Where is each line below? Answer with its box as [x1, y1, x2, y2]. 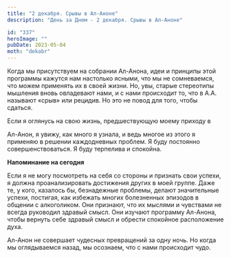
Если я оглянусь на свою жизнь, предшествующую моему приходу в [7, 117, 211, 125]
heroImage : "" [7, 35, 48, 42]
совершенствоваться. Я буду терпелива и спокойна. [7, 145, 162, 153]
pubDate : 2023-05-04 [7, 42, 67, 49]
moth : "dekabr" [7, 48, 51, 55]
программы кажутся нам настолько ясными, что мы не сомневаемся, [7, 74, 214, 83]
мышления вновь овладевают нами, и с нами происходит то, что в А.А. [7, 89, 217, 97]
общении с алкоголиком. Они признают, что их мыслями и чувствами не [7, 201, 222, 208]
